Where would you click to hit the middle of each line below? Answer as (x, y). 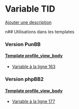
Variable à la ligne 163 (34, 67)
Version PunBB (23, 44)
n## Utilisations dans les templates (40, 31)
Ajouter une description (28, 22)
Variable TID (30, 9)
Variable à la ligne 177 (33, 101)
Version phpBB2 (25, 79)
